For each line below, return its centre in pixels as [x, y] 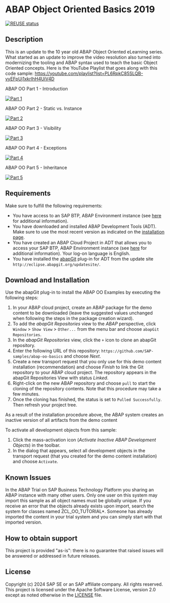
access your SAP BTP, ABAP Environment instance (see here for [80, 248]
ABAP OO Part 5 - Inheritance [36, 167]
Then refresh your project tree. [45, 405]
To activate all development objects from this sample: [61, 430]
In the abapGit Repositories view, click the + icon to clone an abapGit [84, 340]
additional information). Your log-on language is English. [71, 253]
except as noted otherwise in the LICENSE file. [54, 595]
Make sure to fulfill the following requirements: [54, 206]
